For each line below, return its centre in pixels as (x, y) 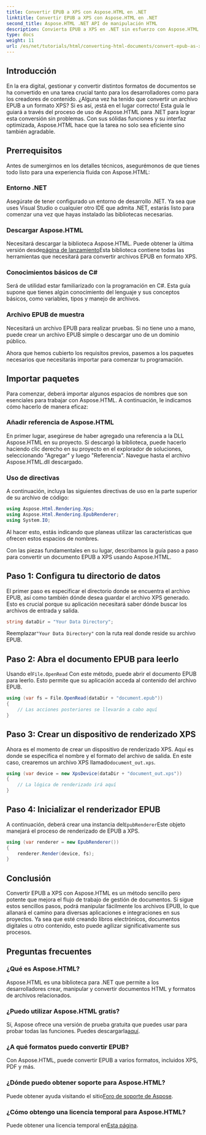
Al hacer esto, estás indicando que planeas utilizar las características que (99, 532)
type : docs (20, 35)
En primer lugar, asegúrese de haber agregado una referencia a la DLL (95, 435)
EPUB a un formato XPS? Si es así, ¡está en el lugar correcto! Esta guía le (98, 105)
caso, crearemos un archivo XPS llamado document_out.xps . (81, 762)
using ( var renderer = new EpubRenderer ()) (63, 842)
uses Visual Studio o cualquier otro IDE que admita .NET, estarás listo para (100, 208)
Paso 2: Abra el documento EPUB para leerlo (93, 659)
